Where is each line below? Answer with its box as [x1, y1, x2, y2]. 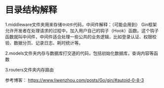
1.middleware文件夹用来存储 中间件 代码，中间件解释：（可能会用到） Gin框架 [5, 22, 157, 27]
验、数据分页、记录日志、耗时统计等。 [5, 40, 83, 45]
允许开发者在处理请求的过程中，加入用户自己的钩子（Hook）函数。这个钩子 [5, 27, 159, 33]
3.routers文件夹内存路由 [5, 66, 54, 72]
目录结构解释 [5, 4, 58, 16]
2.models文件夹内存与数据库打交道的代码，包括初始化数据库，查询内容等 [5, 50, 154, 56]
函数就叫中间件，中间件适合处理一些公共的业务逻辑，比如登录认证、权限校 [5, 34, 157, 40]
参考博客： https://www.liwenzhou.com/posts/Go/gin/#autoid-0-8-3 [5, 77, 144, 83]
